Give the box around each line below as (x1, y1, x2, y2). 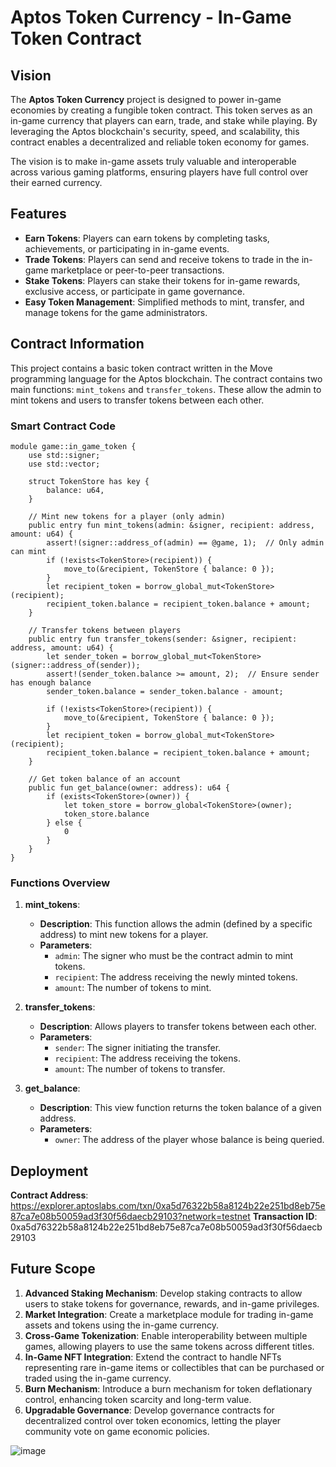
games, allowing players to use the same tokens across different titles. (24, 1340, 315, 1352)
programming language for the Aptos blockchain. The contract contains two (10, 372, 323, 385)
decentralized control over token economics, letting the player (24, 1414, 282, 1426)
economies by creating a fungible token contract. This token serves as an (10, 104, 313, 116)
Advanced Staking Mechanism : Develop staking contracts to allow (24, 1287, 303, 1299)
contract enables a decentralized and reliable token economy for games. (10, 136, 310, 148)
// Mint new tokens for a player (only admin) (28, 511, 226, 521)
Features (10, 206, 67, 223)
